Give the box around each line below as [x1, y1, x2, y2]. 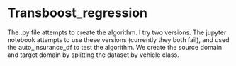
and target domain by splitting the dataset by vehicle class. [7, 51, 179, 59]
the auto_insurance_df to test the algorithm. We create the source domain [7, 43, 222, 51]
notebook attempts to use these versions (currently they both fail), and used [7, 35, 230, 44]
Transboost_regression [7, 5, 147, 21]
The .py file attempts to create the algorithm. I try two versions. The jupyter [7, 28, 227, 37]
